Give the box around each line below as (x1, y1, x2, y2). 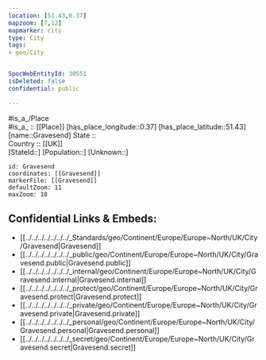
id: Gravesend (8, 162, 56, 171)
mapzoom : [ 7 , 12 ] (8, 19, 62, 27)
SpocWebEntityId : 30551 (8, 70, 87, 78)
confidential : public (8, 84, 80, 92)
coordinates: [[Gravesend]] (8, 169, 102, 177)
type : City (8, 33, 44, 42)
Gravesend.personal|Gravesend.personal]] (19, 326, 160, 335)
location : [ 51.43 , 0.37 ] (8, 11, 87, 20)
